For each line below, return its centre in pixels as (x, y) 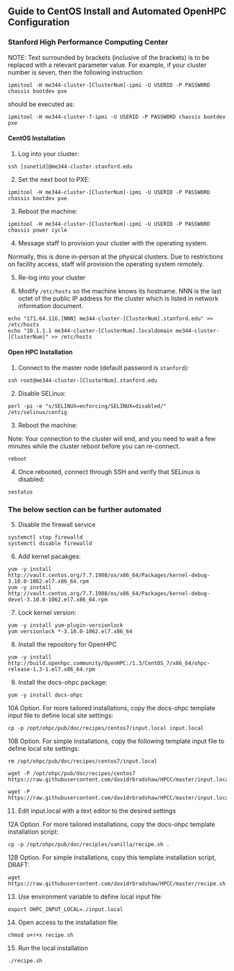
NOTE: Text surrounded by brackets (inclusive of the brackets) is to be (109, 57)
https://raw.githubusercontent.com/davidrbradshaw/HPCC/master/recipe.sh (117, 884)
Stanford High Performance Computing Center (88, 43)
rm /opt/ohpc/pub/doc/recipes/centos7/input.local (83, 762)
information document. (51, 305)
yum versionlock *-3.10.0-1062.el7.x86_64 (70, 632)
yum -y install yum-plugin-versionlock (66, 626)
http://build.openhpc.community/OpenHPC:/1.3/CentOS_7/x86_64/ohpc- (109, 664)
